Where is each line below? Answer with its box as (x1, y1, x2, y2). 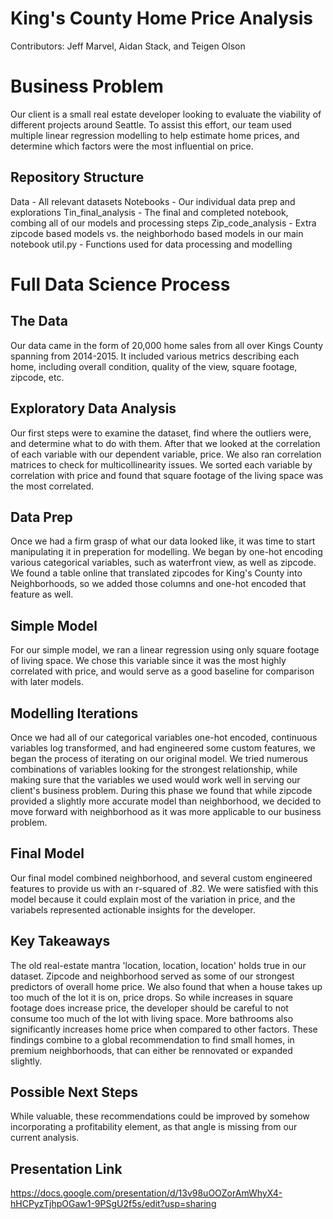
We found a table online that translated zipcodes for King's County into (10, 567, 303, 579)
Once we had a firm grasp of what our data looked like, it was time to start (10, 535, 316, 547)
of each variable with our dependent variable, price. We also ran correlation (10, 448, 322, 460)
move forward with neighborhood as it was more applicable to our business (10, 805, 322, 817)
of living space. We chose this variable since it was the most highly (10, 655, 287, 667)
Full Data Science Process (10, 273, 231, 296)
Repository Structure (10, 169, 145, 186)
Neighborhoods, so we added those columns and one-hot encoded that (10, 578, 307, 590)
